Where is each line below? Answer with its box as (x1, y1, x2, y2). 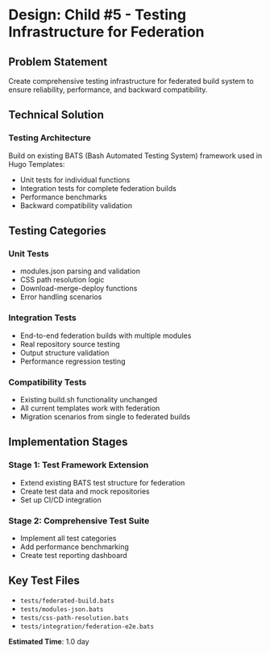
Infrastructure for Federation (8, 23, 205, 41)
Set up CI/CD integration (19, 494, 102, 505)
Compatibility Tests (8, 377, 87, 388)
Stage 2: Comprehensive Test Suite (8, 514, 150, 526)
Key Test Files (8, 574, 81, 588)
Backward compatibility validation (19, 200, 133, 210)
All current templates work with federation (19, 403, 160, 413)
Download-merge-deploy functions (19, 284, 138, 294)
